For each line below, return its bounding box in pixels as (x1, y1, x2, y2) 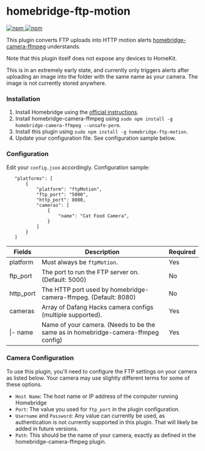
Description (85, 247, 120, 256)
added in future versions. (15, 425, 79, 432)
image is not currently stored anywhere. (6, 79, 107, 87)
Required (168, 247, 196, 256)
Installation (6, 95, 41, 103)
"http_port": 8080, (36, 197, 86, 203)
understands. (47, 43, 81, 50)
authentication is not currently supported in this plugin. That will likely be (15, 418, 198, 425)
